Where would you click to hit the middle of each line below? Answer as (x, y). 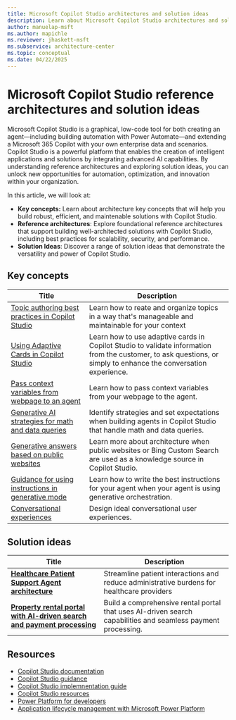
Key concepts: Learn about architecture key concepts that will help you (121, 209)
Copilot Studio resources (53, 694)
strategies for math (42, 421)
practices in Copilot (43, 316)
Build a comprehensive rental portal (162, 603)
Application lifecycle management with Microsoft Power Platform (111, 709)
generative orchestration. (130, 497)
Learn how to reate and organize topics (153, 307)
